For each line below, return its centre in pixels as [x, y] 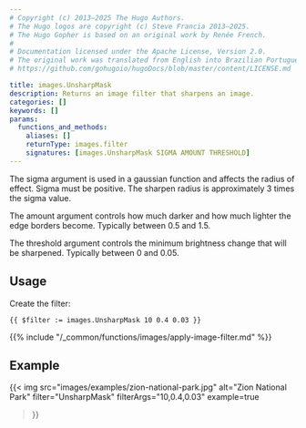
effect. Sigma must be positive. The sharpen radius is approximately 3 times [152, 189]
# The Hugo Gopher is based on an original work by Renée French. [138, 35]
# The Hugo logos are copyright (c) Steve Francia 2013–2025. [130, 26]
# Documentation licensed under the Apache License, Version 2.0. [138, 52]
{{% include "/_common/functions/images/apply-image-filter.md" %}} [141, 337]
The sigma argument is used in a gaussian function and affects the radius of [152, 178]
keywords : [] [34, 110]
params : [24, 119]
